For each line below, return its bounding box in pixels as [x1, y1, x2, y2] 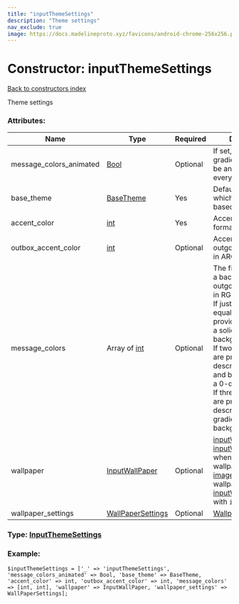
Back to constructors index [7, 85, 87, 93]
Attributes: [7, 116, 46, 126]
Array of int [106, 343, 144, 353]
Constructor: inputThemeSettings [7, 61, 212, 77]
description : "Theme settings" [7, 17, 100, 24]
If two [213, 343, 233, 353]
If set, [213, 146, 233, 156]
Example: [7, 549, 41, 559]
